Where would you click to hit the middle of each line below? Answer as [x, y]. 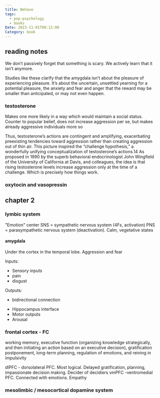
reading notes [26, 52]
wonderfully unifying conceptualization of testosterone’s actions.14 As [75, 152]
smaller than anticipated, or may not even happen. [55, 93]
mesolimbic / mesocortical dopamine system [59, 390]
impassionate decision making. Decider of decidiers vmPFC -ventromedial [79, 373]
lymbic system [23, 214]
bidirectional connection [36, 300]
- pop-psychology [27, 18]
